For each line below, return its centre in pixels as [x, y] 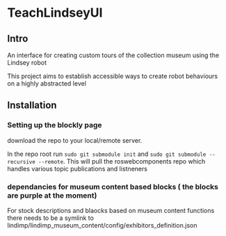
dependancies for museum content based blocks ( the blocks [113, 187]
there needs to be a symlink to [50, 218]
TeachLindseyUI [55, 13]
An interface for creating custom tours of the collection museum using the [113, 55]
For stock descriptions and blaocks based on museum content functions [111, 210]
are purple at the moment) [52, 195]
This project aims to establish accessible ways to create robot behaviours [112, 76]
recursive [22, 162]
